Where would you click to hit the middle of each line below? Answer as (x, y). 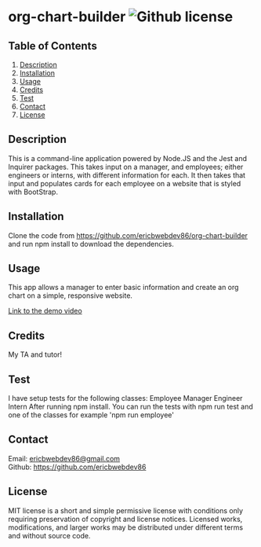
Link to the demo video (45, 311)
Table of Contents (53, 46)
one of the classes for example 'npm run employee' (91, 415)
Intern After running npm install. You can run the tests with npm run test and (130, 407)
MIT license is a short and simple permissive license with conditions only (126, 510)
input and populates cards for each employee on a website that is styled (125, 183)
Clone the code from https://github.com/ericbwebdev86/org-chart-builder (128, 235)
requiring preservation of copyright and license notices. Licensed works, (125, 519)
